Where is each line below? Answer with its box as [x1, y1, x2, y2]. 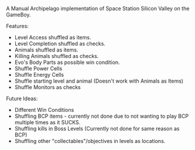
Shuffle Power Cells [14, 65, 63, 72]
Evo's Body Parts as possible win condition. [14, 59, 120, 66]
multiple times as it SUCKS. [14, 119, 81, 125]
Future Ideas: [6, 95, 38, 102]
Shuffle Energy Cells [14, 71, 64, 78]
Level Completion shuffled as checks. [14, 40, 105, 47]
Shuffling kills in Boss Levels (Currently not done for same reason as [14, 125, 180, 132]
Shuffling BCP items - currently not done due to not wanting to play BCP [14, 112, 189, 120]
